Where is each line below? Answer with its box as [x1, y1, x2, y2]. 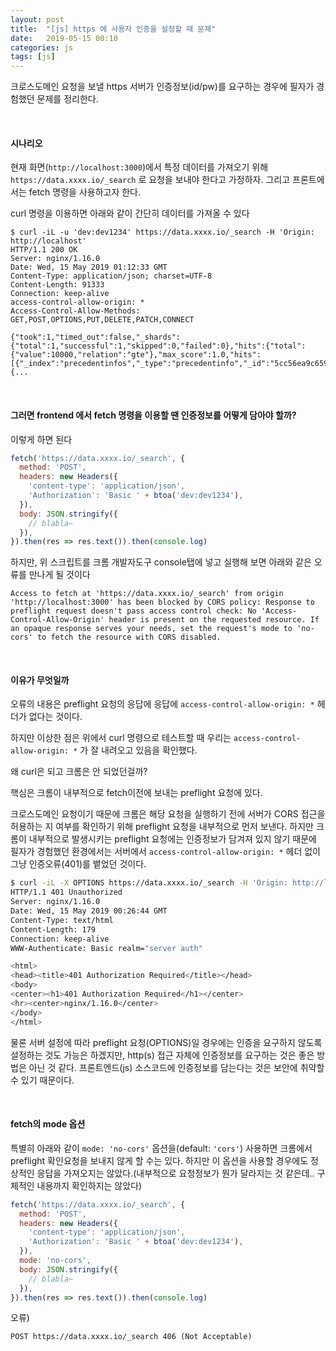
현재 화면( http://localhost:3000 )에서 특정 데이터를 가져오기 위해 [10, 161, 269, 173]
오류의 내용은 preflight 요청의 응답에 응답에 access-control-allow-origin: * [10, 698, 315, 710]
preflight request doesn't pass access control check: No [10, 606, 257, 616]
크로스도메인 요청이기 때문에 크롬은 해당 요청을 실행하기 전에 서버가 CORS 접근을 [10, 808, 326, 820]
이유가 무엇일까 [10, 674, 70, 686]
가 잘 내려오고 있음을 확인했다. [79, 744, 198, 756]
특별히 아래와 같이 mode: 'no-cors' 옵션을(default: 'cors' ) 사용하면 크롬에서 [10, 1142, 313, 1154]
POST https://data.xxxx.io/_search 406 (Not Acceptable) [10, 1332, 253, 1342]
